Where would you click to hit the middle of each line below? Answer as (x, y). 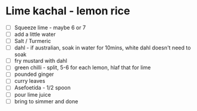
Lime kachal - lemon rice (68, 11)
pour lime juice (33, 94)
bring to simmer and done (46, 101)
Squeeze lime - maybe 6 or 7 (50, 27)
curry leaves (30, 81)
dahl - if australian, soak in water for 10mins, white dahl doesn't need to (102, 48)
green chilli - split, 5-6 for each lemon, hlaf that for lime (82, 67)
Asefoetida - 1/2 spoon (43, 88)
